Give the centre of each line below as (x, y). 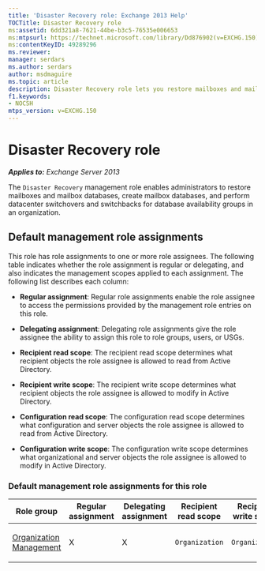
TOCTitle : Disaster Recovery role (65, 23)
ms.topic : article (38, 81)
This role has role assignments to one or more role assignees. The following (131, 256)
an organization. (34, 212)
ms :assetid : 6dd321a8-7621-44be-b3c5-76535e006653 (93, 30)
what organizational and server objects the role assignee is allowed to (133, 457)
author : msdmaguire (40, 74)
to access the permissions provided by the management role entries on (135, 305)
